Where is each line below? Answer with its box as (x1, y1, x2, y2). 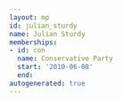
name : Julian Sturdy (9, 29, 86, 38)
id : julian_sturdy (9, 21, 77, 30)
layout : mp (9, 12, 50, 22)
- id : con (9, 46, 46, 55)
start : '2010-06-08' (17, 63, 94, 72)
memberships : (9, 37, 58, 47)
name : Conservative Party (17, 54, 114, 63)
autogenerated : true (9, 79, 86, 88)
